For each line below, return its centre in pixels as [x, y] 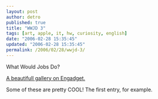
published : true [26, 22]
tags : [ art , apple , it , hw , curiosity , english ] [67, 34]
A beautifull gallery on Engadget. [46, 78]
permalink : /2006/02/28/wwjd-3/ [46, 50]
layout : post [22, 11]
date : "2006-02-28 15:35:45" [42, 39]
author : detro [23, 17]
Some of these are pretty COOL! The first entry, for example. [79, 90]
